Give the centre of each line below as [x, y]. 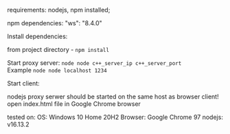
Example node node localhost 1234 [57, 70]
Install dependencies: [37, 36]
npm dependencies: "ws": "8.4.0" [55, 23]
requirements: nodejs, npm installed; [59, 10]
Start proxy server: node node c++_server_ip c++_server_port [94, 63]
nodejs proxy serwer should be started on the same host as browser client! [113, 96]
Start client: [23, 83]
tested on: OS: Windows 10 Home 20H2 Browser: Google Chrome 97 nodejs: [115, 117]
